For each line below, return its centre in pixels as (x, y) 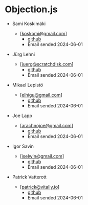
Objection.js (31, 9)
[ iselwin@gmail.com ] (42, 156)
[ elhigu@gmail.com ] (41, 95)
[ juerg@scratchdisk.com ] (47, 64)
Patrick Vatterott (29, 177)
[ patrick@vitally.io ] (40, 187)
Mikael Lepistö (28, 85)
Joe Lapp (22, 116)
